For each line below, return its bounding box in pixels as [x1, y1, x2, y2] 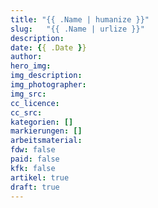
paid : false [10, 154, 60, 164]
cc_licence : [10, 98, 60, 108]
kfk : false [10, 163, 56, 173]
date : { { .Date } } [10, 42, 87, 53]
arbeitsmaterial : [10, 136, 83, 146]
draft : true [10, 182, 60, 192]
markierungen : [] [10, 126, 83, 136]
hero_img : [10, 61, 52, 71]
